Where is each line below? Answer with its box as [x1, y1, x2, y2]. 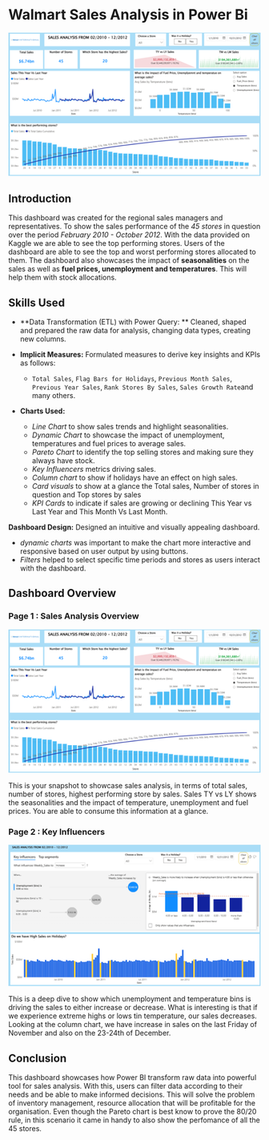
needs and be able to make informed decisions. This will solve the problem [8, 1090, 255, 1099]
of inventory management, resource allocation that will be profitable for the [8, 1098, 256, 1108]
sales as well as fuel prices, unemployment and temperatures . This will [8, 264, 247, 274]
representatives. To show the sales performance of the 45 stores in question [8, 222, 261, 232]
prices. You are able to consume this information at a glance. [8, 807, 209, 816]
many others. [31, 391, 76, 401]
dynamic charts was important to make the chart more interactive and [19, 538, 251, 548]
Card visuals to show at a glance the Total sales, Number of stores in [31, 481, 259, 491]
